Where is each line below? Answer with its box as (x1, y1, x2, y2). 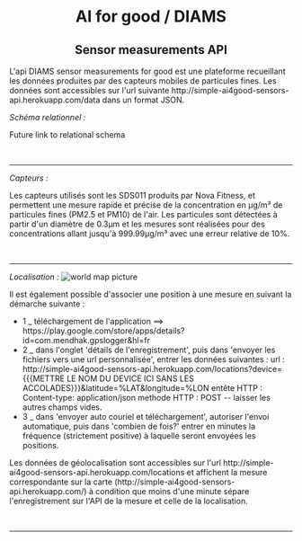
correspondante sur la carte (9, 476, 113, 487)
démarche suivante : (9, 298, 85, 309)
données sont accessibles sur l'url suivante (9, 85, 170, 95)
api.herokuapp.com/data (9, 94, 101, 105)
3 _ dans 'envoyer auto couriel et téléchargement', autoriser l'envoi (22, 412, 270, 421)
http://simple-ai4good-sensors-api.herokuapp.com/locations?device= (22, 364, 283, 374)
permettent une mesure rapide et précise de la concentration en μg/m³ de (9, 200, 283, 210)
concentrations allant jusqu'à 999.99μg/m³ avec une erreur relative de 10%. (9, 228, 290, 239)
